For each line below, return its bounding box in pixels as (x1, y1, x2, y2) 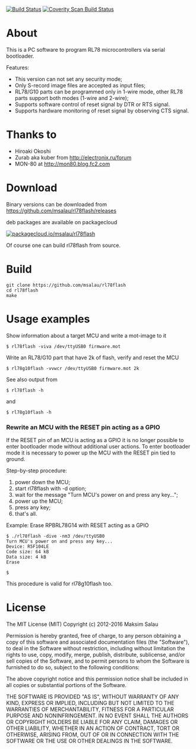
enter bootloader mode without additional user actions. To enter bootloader (6, 443, 191, 450)
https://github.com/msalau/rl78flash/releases (6, 207, 117, 214)
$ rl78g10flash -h (6, 409, 52, 415)
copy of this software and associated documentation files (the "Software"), (6, 638, 190, 645)
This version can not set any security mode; (14, 75, 123, 83)
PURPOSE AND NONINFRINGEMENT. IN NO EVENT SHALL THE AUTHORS (6, 712, 189, 719)
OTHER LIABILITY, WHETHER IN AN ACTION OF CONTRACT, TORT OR (6, 725, 179, 732)
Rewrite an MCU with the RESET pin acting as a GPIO (6, 423, 160, 431)
